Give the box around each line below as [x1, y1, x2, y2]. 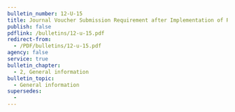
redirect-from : [7, 36, 52, 43]
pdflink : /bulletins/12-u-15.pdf [7, 29, 105, 37]
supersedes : [7, 88, 42, 95]
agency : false [7, 49, 49, 56]
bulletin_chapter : [7, 62, 61, 69]
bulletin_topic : [7, 74, 55, 82]
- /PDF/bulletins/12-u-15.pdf [13, 42, 101, 49]
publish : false [7, 23, 52, 30]
